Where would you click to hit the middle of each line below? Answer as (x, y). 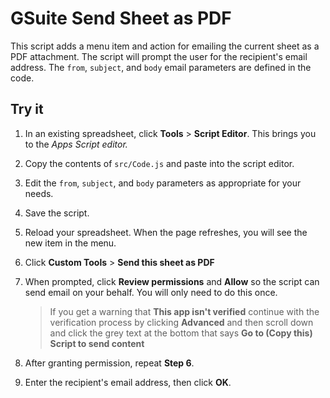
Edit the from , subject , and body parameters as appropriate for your (163, 183)
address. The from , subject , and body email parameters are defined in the (161, 67)
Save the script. (57, 213)
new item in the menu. (70, 243)
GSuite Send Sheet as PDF (121, 18)
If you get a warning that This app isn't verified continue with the (184, 311)
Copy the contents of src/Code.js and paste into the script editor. (159, 163)
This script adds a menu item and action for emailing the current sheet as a (165, 46)
